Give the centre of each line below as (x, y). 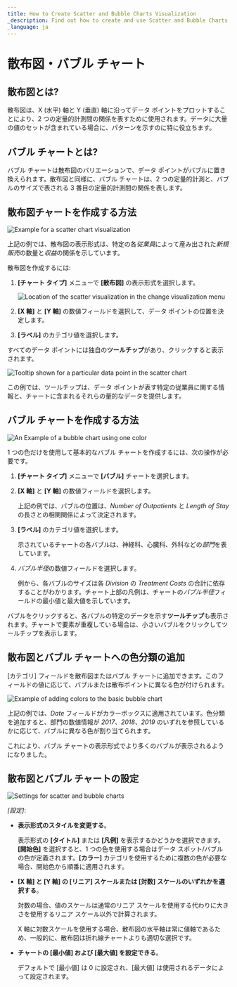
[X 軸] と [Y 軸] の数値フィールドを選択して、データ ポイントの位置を (117, 311)
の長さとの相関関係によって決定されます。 (79, 515)
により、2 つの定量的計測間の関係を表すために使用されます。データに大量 (120, 119)
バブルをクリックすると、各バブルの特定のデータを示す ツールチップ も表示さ (118, 615)
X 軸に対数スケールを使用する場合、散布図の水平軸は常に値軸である (116, 929)
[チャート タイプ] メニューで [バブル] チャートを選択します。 (105, 476)
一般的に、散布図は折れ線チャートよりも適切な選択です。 (113, 938)
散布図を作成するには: (39, 267)
